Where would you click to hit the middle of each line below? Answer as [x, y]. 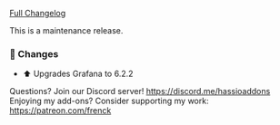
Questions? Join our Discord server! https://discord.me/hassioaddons [140, 91]
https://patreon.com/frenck [60, 111]
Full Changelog [38, 13]
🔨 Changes [34, 53]
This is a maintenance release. [66, 30]
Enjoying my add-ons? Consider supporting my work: [109, 101]
